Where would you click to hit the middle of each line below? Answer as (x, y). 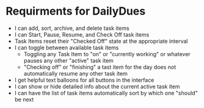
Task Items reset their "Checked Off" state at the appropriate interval (101, 41)
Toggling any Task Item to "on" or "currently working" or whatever (107, 54)
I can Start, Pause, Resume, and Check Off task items (82, 34)
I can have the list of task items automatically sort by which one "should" (106, 93)
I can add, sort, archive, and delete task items (72, 28)
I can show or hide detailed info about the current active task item (97, 86)
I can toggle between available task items (67, 48)
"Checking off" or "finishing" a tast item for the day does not (100, 67)
